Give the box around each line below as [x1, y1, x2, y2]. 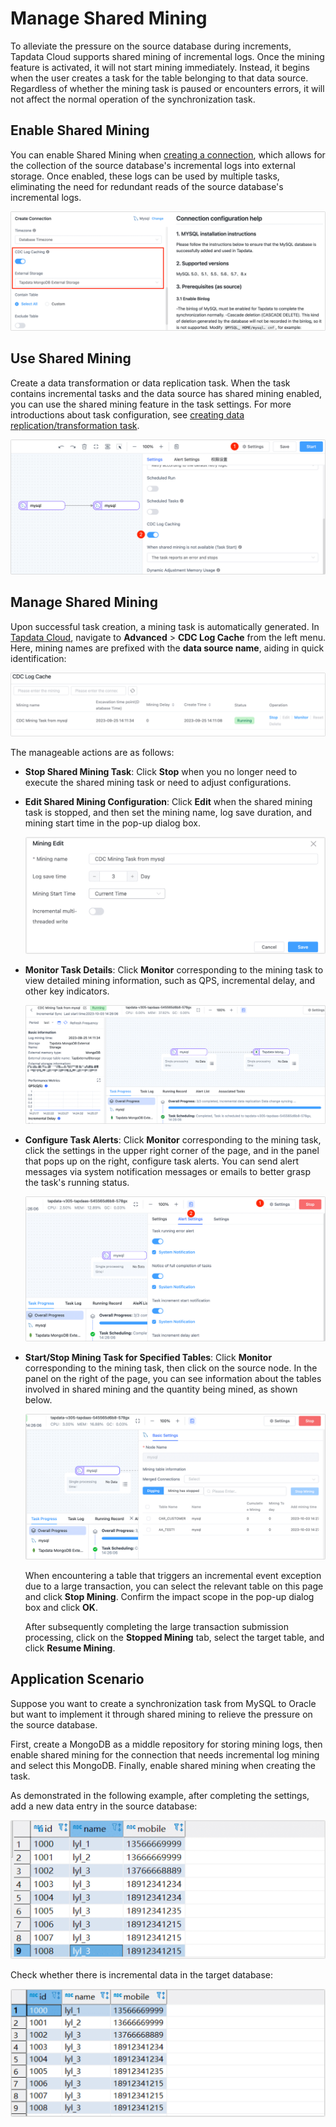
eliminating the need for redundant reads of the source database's [10, 180, 284, 192]
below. [24, 1394, 53, 1406]
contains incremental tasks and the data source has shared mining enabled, [10, 387, 322, 399]
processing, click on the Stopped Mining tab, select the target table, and [24, 1632, 325, 1644]
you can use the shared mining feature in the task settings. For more [10, 398, 292, 410]
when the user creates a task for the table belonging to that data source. [10, 72, 309, 84]
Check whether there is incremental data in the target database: [10, 1969, 274, 1981]
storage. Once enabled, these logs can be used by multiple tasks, [10, 170, 280, 182]
